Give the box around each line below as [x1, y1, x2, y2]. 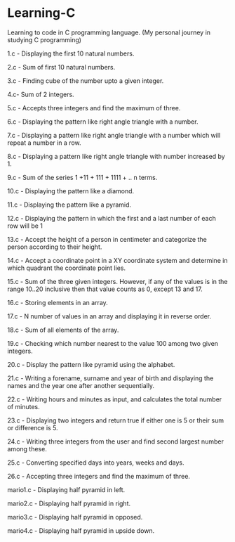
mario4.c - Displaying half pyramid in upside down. [7, 526, 155, 535]
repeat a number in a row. [7, 138, 82, 147]
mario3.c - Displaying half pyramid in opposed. [7, 512, 143, 521]
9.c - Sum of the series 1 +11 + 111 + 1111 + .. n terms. [7, 173, 158, 181]
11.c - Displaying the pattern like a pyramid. [7, 200, 132, 209]
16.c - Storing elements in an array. [7, 298, 109, 307]
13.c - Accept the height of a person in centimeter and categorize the [7, 235, 207, 243]
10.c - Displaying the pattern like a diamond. [7, 186, 135, 195]
